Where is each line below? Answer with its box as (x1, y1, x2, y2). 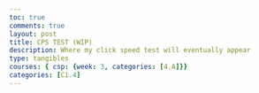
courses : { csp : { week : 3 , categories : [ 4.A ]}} (9, 63, 188, 72)
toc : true (9, 12, 46, 22)
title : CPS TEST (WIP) (9, 37, 93, 47)
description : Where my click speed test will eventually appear (9, 46, 251, 55)
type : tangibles (9, 54, 69, 63)
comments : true (9, 21, 65, 30)
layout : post (9, 29, 57, 38)
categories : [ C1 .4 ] (9, 71, 81, 80)
